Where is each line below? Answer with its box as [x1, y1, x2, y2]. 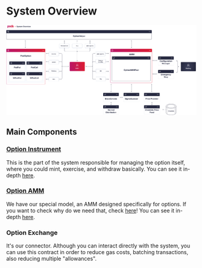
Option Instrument [6, 145, 62, 154]
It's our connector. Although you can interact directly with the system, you [6, 242, 191, 249]
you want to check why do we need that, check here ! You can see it [6, 207, 175, 214]
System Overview [6, 4, 98, 18]
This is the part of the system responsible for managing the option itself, [6, 159, 185, 166]
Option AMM [6, 186, 45, 195]
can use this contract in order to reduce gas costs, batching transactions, [6, 249, 189, 256]
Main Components [6, 127, 77, 137]
